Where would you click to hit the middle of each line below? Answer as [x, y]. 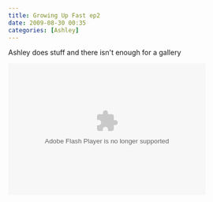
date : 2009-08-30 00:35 [47, 23]
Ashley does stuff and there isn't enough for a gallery [95, 53]
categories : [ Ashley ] [44, 30]
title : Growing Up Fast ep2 [54, 15]
